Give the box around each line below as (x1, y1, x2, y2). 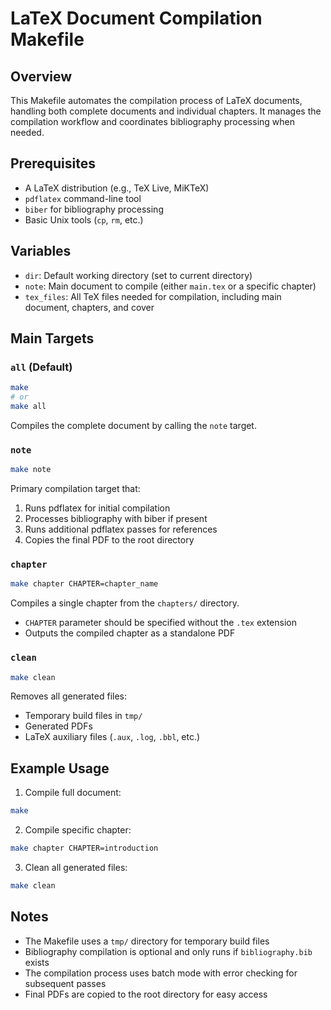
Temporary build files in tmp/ (24, 710, 143, 722)
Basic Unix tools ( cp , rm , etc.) (24, 213, 144, 226)
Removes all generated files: (10, 690, 127, 702)
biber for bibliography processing (24, 203, 164, 215)
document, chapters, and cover (24, 301, 155, 313)
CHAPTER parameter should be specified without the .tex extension (24, 617, 297, 629)
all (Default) (10, 360, 73, 374)
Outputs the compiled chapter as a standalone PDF (24, 627, 236, 639)
